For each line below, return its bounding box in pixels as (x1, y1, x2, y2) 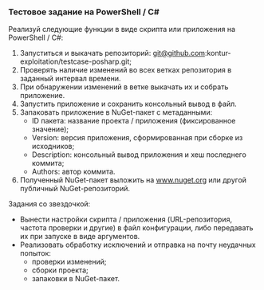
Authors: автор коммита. (31, 167, 116, 177)
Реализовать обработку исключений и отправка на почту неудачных (19, 240, 257, 249)
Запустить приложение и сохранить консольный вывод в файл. (19, 99, 237, 109)
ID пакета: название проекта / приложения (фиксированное (31, 116, 236, 126)
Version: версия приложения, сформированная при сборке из (31, 133, 243, 143)
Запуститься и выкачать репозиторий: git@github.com (19, 49, 206, 58)
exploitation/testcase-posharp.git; (19, 57, 132, 66)
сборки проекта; (31, 265, 89, 275)
